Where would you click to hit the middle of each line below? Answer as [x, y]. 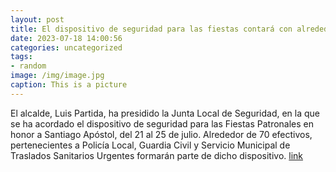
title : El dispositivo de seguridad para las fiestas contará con [151, 29]
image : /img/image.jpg [57, 76]
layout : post [37, 19]
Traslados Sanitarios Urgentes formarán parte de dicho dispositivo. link [157, 155]
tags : [21, 57]
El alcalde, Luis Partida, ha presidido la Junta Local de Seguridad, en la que [165, 113]
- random [28, 66]
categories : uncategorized [66, 47]
